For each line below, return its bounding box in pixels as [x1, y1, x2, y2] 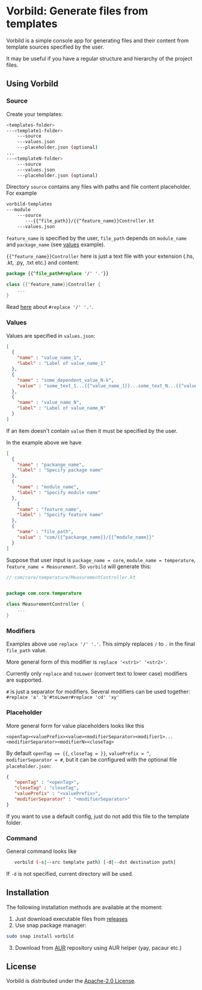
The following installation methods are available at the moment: [6, 903, 163, 911]
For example [6, 189, 37, 197]
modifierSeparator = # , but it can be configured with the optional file [6, 756, 177, 763]
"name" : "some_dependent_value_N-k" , [17, 377, 114, 383]
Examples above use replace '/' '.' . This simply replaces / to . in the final [6, 640, 195, 647]
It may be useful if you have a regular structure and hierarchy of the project [6, 55, 192, 62]
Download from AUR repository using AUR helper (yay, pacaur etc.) [14, 944, 182, 951]
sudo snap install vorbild [6, 933, 74, 939]
